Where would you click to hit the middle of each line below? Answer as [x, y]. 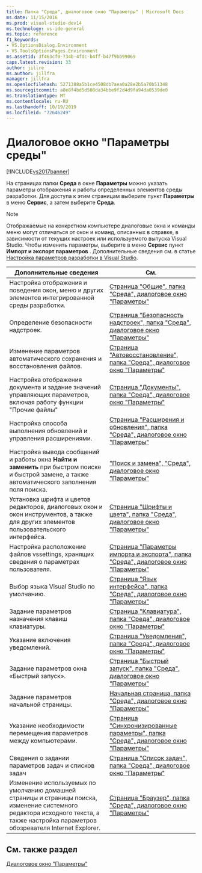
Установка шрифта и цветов [50, 499]
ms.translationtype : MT [36, 96]
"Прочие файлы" [34, 410]
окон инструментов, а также [51, 514]
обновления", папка [139, 427]
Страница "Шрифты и [141, 507]
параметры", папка [138, 733]
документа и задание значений [55, 387]
